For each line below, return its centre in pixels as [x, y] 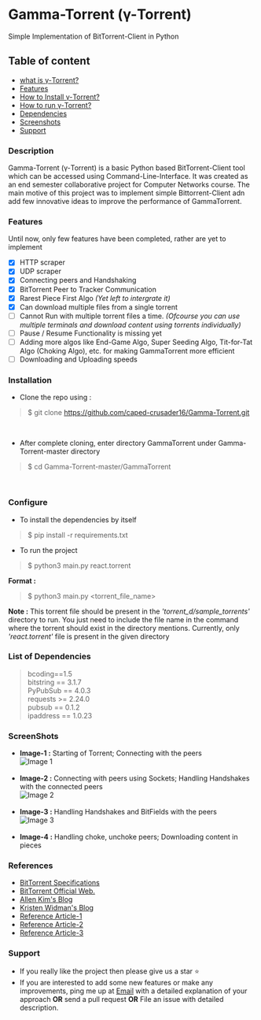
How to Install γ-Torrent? [59, 97]
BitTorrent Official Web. [57, 891]
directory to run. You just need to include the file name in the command [123, 619]
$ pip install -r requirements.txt [77, 535]
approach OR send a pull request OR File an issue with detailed [121, 999]
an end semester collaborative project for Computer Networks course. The [129, 185]
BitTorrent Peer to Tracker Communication [88, 289]
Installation [30, 380]
